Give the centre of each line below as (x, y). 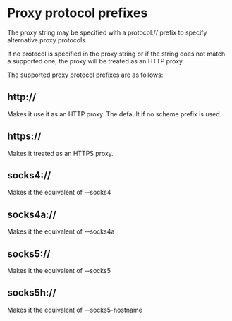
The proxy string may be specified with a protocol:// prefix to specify (107, 32)
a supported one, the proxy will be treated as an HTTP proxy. (96, 61)
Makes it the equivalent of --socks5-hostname (75, 310)
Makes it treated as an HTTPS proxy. (61, 153)
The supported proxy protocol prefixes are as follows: (85, 75)
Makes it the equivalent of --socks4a (61, 231)
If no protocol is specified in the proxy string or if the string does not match (116, 54)
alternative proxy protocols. (47, 40)
